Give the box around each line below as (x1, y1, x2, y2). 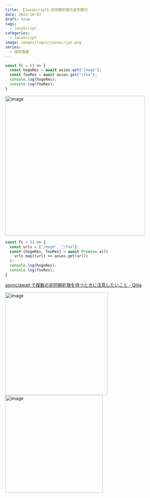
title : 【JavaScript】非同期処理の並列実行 (5, 7, 88, 13)
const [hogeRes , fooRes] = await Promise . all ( (9, 249, 108, 254)
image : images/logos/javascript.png (5, 40, 81, 45)
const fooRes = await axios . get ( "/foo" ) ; (9, 72, 97, 78)
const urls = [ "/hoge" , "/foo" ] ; (9, 244, 79, 250)
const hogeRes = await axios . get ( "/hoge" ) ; (9, 68, 101, 73)
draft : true (5, 17, 30, 22)
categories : (5, 31, 30, 36)
